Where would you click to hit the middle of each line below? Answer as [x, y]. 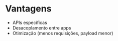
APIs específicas [30, 22]
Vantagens [28, 9]
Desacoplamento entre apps [42, 27]
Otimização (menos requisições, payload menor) [63, 33]
